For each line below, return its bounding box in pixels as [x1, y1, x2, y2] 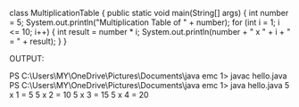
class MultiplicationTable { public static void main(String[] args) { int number [9, 8, 289, 18]
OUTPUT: [9, 53, 45, 63]
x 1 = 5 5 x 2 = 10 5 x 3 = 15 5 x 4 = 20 [9, 89, 149, 100]
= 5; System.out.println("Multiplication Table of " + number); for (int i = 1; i [9, 17, 280, 28]
